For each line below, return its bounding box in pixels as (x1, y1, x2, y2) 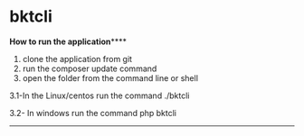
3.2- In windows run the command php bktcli (9, 107, 176, 118)
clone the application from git (22, 53, 133, 64)
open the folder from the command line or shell (22, 72, 199, 83)
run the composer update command (22, 63, 157, 74)
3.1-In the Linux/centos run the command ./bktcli (9, 90, 190, 101)
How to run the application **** (9, 36, 128, 47)
